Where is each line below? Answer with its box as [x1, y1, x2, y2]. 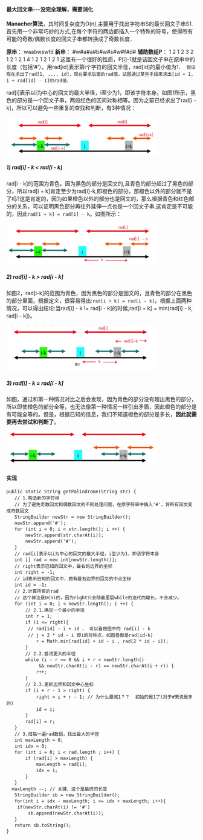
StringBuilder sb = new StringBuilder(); [14, 792, 120, 798]
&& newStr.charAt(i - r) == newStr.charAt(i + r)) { [38, 663, 174, 669]
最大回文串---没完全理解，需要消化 [6, 5, 94, 13]
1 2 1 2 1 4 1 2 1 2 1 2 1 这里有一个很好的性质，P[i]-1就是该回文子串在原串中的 [6, 56, 195, 63]
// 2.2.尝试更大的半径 [25, 651, 76, 657]
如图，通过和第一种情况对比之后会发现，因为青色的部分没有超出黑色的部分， [6, 396, 197, 402]
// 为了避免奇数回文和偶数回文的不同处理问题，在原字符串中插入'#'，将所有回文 [14, 502, 188, 508]
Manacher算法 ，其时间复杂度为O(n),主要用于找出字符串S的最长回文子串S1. [6, 20, 193, 27]
